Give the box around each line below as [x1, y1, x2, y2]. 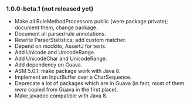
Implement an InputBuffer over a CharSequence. [14, 73, 132, 80]
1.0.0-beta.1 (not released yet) [6, 5, 94, 13]
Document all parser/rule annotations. [14, 30, 107, 37]
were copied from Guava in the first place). [14, 86, 118, 93]
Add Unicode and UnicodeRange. [14, 49, 96, 56]
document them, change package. [14, 24, 98, 31]
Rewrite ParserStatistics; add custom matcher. [14, 37, 127, 44]
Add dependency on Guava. [14, 61, 83, 68]
